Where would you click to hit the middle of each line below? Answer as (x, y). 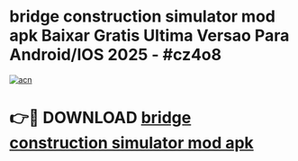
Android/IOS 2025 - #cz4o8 (116, 55)
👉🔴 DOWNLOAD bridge (100, 118)
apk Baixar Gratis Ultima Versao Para (149, 36)
